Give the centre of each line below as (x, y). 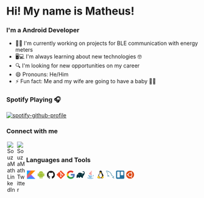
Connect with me (32, 131)
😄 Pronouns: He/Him (42, 75)
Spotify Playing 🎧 (33, 100)
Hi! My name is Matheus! (71, 11)
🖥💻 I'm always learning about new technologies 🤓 (78, 56)
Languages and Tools (59, 160)
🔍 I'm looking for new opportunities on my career (77, 66)
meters (24, 50)
